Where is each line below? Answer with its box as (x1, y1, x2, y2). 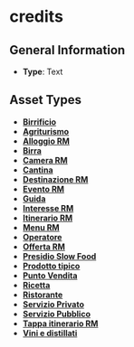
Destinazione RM (22, 173, 89, 184)
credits (9, 6, 63, 27)
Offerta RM (22, 241, 66, 252)
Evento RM (22, 183, 65, 194)
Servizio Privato (22, 298, 84, 309)
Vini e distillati (22, 327, 78, 338)
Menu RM (22, 221, 61, 232)
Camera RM (22, 155, 68, 165)
